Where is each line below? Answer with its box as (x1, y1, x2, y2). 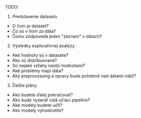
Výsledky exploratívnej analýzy (12, 43, 75, 48)
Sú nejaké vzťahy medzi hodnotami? (12, 63, 85, 68)
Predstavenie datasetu (12, 14, 58, 19)
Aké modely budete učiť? (12, 102, 62, 108)
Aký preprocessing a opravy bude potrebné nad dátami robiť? (12, 73, 137, 79)
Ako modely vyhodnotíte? (12, 107, 64, 113)
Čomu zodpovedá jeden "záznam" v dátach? (12, 34, 102, 39)
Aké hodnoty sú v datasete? (12, 52, 69, 58)
